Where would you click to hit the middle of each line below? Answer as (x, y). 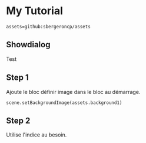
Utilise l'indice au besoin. (36, 135)
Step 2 (18, 120)
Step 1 (18, 78)
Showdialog (28, 45)
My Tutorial (35, 11)
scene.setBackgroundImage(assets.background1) (64, 103)
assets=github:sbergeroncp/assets (49, 27)
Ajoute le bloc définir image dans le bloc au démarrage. (73, 92)
